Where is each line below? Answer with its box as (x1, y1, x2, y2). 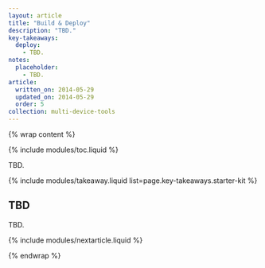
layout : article (8, 11, 62, 20)
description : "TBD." (8, 26, 77, 34)
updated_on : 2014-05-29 (15, 93, 94, 101)
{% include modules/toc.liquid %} (8, 145, 119, 154)
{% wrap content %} (8, 130, 76, 139)
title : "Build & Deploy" (8, 19, 91, 27)
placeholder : (15, 64, 59, 72)
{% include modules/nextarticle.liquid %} (8, 235, 143, 245)
